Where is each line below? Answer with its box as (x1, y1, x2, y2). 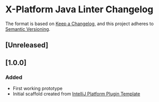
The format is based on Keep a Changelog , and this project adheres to (5, 21, 154, 27)
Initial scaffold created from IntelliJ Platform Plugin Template (12, 91, 141, 97)
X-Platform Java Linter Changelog (5, 4, 154, 15)
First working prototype (12, 86, 63, 92)
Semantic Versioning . (5, 26, 50, 32)
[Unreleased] (5, 41, 49, 50)
